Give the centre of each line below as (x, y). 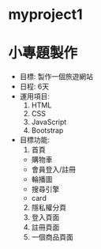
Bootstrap (47, 130)
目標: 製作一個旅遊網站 (56, 77)
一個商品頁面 (52, 237)
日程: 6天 (34, 87)
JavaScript (49, 122)
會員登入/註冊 (54, 170)
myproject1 (45, 15)
